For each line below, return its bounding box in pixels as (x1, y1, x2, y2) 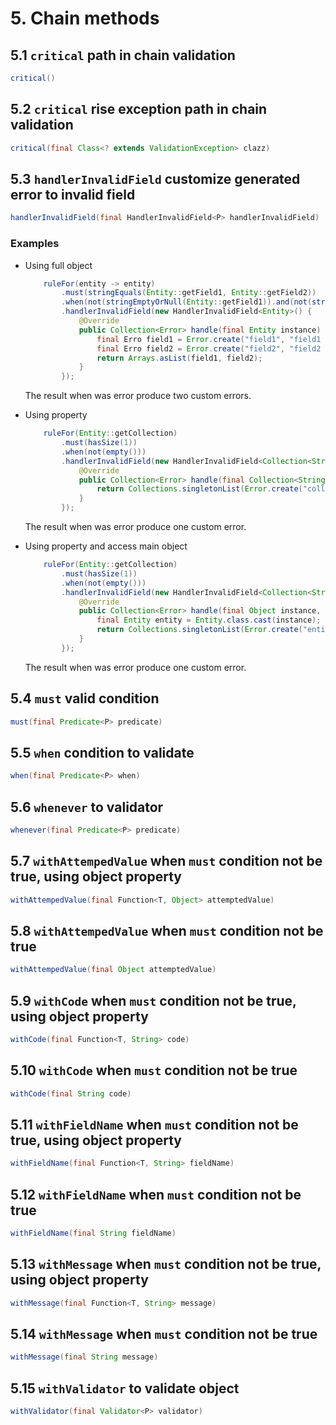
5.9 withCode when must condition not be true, (10, 992, 297, 1009)
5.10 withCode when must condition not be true (10, 1062, 298, 1079)
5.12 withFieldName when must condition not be (10, 1186, 302, 1203)
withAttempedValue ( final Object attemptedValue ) (10, 965, 217, 975)
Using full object (24, 259, 93, 271)
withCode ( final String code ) (10, 1088, 132, 1099)
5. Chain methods (10, 7, 160, 30)
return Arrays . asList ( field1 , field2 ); (96, 353, 263, 363)
